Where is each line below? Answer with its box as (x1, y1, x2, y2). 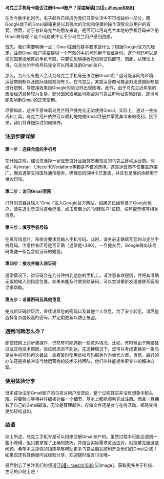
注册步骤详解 (5, 133, 36, 140)
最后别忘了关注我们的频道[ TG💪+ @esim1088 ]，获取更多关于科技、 (5, 462, 157, 468)
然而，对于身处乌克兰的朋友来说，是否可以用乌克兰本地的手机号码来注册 (13, 27, 159, 33)
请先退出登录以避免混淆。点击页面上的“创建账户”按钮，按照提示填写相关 (13, 206, 159, 212)
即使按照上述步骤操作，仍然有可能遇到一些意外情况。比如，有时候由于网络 (5, 340, 155, 346)
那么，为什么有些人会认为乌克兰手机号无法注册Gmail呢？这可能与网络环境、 (5, 73, 158, 78)
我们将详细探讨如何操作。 (13, 120, 65, 125)
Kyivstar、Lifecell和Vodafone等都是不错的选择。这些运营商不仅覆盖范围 (13, 164, 158, 170)
